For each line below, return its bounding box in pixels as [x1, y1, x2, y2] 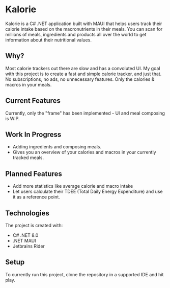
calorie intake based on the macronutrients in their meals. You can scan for [5, 26, 163, 32]
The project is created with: [5, 223, 63, 228]
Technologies [5, 209, 50, 217]
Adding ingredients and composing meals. [12, 144, 102, 150]
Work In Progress [5, 130, 62, 139]
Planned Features [5, 169, 63, 178]
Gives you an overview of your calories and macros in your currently [12, 149, 156, 156]
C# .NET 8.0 [12, 232, 39, 238]
